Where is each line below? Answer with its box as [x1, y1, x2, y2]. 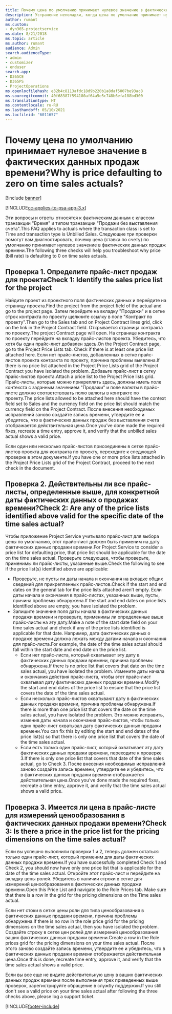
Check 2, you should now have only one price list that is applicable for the [5, 865, 161, 871]
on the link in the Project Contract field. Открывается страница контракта [5, 324, 163, 330]
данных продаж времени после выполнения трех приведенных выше [5, 977, 158, 983]
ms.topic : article [5, 36, 45, 41]
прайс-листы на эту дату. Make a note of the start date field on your [12, 619, 158, 625]
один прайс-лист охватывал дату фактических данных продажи [20, 723, 161, 729]
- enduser [5, 65, 27, 70]
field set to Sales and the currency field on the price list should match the [5, 400, 160, 407]
